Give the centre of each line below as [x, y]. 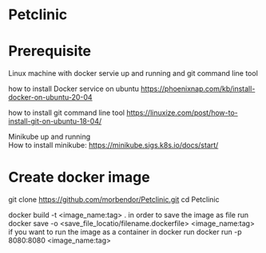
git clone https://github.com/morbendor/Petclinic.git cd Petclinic [114, 200]
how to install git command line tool [67, 113]
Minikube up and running [50, 136]
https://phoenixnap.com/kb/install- [198, 89]
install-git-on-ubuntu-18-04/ [55, 121]
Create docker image [79, 178]
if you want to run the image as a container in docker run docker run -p [125, 232]
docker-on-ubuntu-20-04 [51, 97]
